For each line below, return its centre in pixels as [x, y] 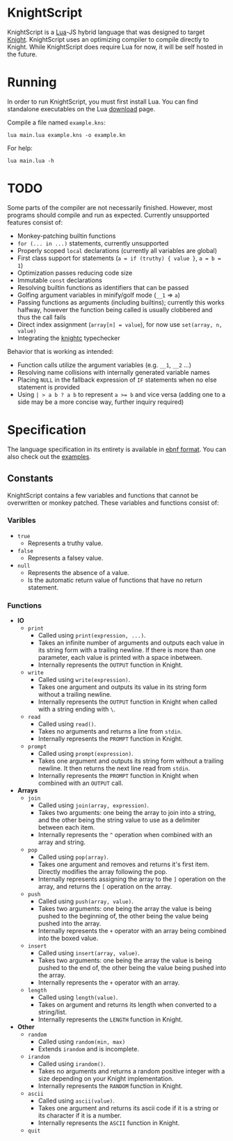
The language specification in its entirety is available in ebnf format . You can [117, 449]
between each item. [66, 827]
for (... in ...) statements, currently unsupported [93, 243]
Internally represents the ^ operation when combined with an [125, 835]
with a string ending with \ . [77, 709]
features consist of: [35, 222]
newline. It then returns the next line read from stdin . [114, 768]
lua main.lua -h [31, 161]
